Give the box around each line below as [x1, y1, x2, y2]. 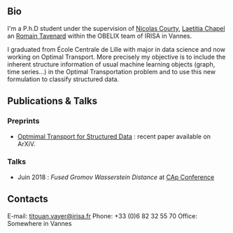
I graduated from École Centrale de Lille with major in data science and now [7, 45, 226, 53]
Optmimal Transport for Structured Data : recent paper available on [17, 132, 211, 141]
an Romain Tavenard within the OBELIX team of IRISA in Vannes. [7, 31, 192, 40]
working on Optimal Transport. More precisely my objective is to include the [7, 52, 226, 61]
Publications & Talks [7, 95, 98, 107]
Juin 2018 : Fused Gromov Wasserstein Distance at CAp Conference [17, 173, 215, 181]
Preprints [7, 116, 40, 126]
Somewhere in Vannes [7, 219, 72, 227]
